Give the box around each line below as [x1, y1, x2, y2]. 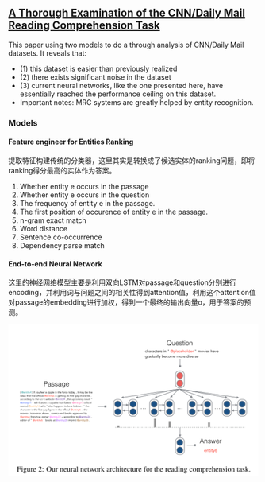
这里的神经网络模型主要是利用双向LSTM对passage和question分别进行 [8, 278, 236, 287]
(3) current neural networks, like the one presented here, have [19, 80, 224, 90]
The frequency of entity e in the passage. [19, 198, 156, 208]
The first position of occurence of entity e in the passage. [19, 207, 209, 216]
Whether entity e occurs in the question [19, 190, 150, 200]
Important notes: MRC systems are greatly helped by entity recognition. [19, 97, 254, 107]
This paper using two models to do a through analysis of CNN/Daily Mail [8, 40, 244, 49]
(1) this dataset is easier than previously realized [19, 64, 178, 73]
